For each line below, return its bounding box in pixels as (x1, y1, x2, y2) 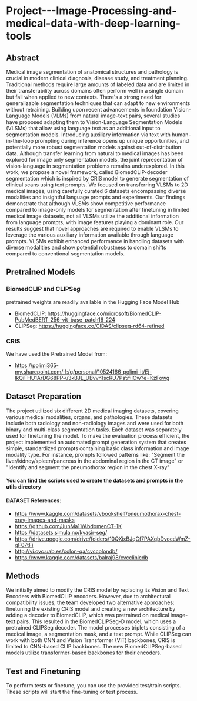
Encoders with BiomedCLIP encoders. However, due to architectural (6, 593, 171, 600)
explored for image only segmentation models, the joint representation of (6, 156, 183, 163)
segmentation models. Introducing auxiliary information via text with (6, 131, 171, 138)
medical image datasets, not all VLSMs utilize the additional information (6, 212, 179, 220)
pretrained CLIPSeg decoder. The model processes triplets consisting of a (6, 624, 186, 631)
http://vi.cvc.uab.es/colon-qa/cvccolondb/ (14, 548, 118, 555)
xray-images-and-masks (14, 516, 75, 523)
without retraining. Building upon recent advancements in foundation (6, 106, 172, 113)
